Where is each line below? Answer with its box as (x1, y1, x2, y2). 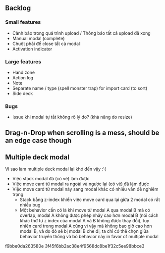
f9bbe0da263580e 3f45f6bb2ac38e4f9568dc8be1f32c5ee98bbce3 (5, 243, 145, 249)
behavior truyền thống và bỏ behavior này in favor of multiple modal (19, 234, 159, 240)
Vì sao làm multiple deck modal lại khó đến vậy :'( (5, 166, 107, 172)
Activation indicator (12, 46, 53, 51)
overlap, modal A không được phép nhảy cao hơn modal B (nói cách (19, 212, 159, 218)
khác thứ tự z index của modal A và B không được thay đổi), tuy (19, 218, 150, 224)
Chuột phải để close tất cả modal (12, 41, 80, 47)
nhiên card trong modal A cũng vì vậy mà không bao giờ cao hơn (19, 223, 152, 229)
